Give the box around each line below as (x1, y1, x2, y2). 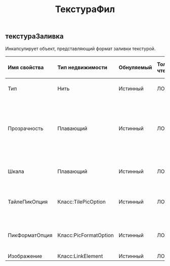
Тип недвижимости (57, 64, 108, 71)
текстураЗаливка (5, 32, 64, 41)
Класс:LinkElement (57, 252, 103, 259)
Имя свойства (8, 64, 44, 71)
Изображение (8, 252, 42, 259)
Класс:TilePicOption (57, 198, 106, 205)
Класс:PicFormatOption (57, 232, 114, 239)
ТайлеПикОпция (8, 198, 48, 205)
